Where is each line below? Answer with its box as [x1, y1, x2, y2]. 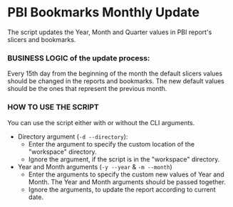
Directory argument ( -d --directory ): [17, 132, 128, 141]
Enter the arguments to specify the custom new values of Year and [28, 170, 224, 179]
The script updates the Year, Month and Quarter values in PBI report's [7, 28, 212, 36]
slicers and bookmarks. [7, 35, 76, 43]
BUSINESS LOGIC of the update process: [7, 53, 150, 63]
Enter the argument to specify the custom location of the [28, 139, 195, 148]
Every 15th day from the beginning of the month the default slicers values [7, 69, 223, 78]
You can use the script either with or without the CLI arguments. [7, 118, 195, 127]
